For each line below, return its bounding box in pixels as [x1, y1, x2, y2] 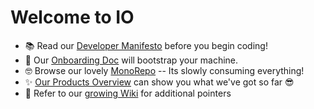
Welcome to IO [10, 6, 135, 29]
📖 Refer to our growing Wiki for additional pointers [24, 87, 232, 99]
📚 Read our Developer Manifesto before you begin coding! [24, 39, 268, 51]
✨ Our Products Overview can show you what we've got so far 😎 [24, 76, 295, 88]
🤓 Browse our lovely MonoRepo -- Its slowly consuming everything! [24, 64, 305, 76]
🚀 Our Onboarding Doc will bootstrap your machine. [24, 54, 239, 66]
